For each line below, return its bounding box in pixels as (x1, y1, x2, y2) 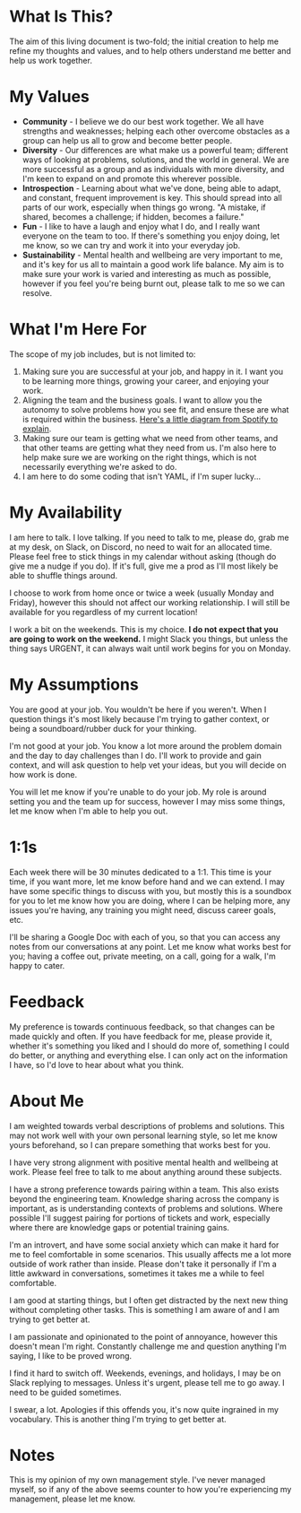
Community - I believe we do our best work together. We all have (21, 116, 264, 126)
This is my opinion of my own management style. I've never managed (9, 1474, 266, 1485)
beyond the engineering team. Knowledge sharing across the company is (9, 1193, 279, 1204)
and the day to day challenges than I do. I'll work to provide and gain (9, 750, 262, 761)
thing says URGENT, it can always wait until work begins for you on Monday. (9, 643, 291, 654)
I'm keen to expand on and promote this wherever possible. (21, 173, 242, 184)
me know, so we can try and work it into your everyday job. (21, 239, 241, 250)
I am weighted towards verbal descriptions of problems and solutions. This (9, 1120, 285, 1131)
